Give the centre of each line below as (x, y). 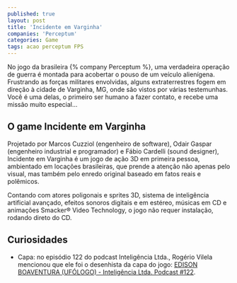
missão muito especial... (42, 104)
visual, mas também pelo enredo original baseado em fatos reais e (104, 173)
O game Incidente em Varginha (77, 127)
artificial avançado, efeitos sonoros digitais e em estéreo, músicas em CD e (117, 202)
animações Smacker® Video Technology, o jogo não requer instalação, (110, 210)
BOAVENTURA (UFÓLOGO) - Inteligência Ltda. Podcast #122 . (106, 272)
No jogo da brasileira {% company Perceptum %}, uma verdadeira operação (118, 67)
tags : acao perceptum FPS (45, 47)
